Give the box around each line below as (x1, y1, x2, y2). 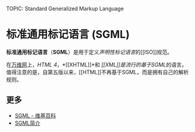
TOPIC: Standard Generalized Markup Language (6, 5, 124, 12)
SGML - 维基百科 (14, 112, 56, 119)
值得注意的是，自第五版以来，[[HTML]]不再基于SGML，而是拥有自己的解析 (6, 68, 189, 76)
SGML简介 (14, 119, 40, 127)
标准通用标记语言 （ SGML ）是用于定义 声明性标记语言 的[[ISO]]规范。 (6, 48, 173, 55)
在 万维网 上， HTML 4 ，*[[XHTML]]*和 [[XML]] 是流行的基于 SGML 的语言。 (6, 61, 187, 68)
